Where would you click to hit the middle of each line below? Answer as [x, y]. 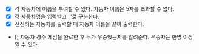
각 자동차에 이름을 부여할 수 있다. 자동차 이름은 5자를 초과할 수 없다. [94, 9]
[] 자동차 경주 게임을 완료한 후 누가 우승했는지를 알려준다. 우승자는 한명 [98, 37]
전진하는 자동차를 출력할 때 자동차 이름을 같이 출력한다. [79, 24]
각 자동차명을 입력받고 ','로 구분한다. [57, 16]
